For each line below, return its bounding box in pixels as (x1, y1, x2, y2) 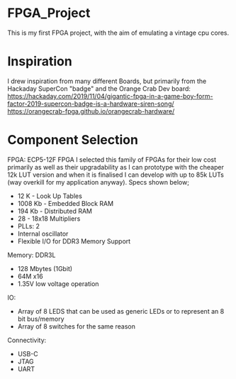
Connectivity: (7, 336, 47, 344)
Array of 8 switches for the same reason (17, 322, 136, 331)
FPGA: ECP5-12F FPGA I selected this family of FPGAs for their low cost (7, 155, 217, 164)
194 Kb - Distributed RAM (17, 207, 92, 215)
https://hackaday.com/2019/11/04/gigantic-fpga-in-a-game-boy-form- (7, 92, 213, 100)
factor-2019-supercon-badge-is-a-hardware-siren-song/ (7, 99, 175, 108)
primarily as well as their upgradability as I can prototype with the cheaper (7, 163, 225, 171)
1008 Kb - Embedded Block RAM (17, 199, 114, 207)
